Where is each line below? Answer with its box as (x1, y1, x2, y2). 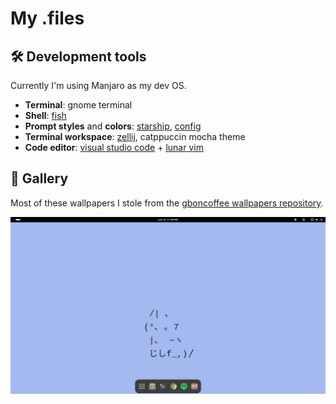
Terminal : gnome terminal (24, 99, 133, 111)
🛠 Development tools (10, 48, 147, 65)
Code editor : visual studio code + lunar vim (24, 142, 204, 153)
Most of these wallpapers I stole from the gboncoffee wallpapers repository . (10, 197, 324, 209)
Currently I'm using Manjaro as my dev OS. (10, 80, 187, 91)
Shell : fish (24, 110, 67, 121)
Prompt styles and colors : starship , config (24, 120, 202, 132)
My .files (10, 7, 85, 30)
